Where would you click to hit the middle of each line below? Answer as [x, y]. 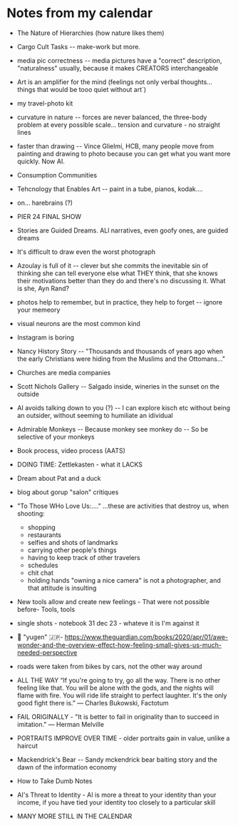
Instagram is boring [45, 337]
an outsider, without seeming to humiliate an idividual [95, 415]
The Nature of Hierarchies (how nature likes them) [90, 33]
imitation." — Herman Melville [61, 724]
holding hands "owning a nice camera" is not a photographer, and [124, 580]
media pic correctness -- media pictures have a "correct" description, [119, 60]
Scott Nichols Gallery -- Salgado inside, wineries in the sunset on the [118, 386]
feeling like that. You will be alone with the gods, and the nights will [115, 688]
